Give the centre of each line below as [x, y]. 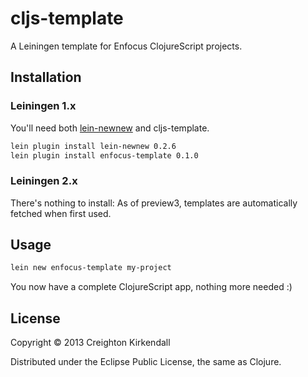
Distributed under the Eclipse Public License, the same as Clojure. [146, 362]
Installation [46, 77]
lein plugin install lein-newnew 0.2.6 [93, 146]
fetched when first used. [61, 213]
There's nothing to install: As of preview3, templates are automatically [154, 203]
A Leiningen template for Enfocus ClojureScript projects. [126, 46]
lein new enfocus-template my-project [91, 268]
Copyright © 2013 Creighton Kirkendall [90, 343]
